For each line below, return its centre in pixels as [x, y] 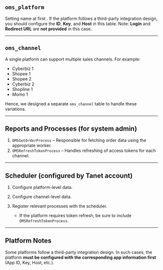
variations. [16, 109]
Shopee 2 [22, 79]
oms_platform [25, 8]
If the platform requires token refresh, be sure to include [75, 216]
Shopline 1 [22, 89]
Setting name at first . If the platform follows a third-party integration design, [81, 18]
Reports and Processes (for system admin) [71, 129]
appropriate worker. [32, 146]
